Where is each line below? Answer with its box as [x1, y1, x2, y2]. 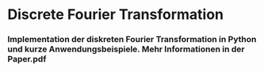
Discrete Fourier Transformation [7, 6, 224, 24]
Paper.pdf [7, 54, 47, 65]
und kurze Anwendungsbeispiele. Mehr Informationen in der [7, 44, 245, 55]
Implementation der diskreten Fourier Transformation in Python [7, 34, 257, 45]
